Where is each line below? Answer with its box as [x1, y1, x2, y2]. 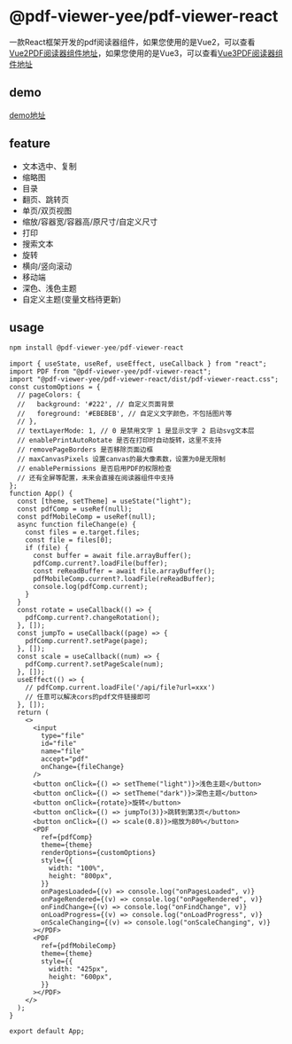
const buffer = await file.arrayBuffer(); [32, 552, 192, 561]
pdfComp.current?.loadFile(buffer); [32, 559, 168, 569]
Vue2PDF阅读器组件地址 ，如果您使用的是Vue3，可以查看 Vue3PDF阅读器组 [9, 47, 283, 59]
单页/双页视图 [21, 205, 73, 216]
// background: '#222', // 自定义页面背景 [17, 400, 175, 409]
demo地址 [9, 109, 46, 121]
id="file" [41, 739, 77, 749]
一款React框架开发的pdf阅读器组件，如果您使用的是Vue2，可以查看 [9, 36, 256, 47]
